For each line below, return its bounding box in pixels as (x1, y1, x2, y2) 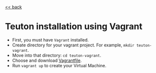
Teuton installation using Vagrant (5, 21, 143, 32)
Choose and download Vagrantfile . (12, 58, 82, 63)
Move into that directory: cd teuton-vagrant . (12, 52, 101, 58)
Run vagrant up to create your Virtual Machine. (12, 62, 107, 68)
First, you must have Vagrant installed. (12, 37, 89, 43)
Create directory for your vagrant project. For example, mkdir (12, 42, 135, 48)
